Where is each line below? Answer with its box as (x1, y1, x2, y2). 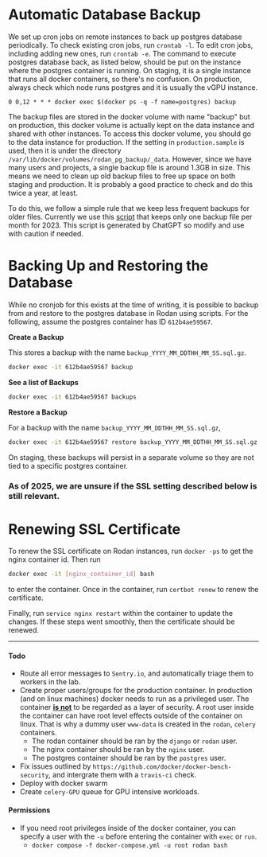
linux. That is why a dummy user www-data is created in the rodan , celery (19, 719, 256, 729)
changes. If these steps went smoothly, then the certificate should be (8, 617, 235, 626)
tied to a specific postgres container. (8, 461, 129, 470)
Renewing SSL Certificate (8, 520, 181, 538)
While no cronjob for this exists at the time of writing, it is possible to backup (8, 300, 259, 310)
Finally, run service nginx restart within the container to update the (8, 609, 233, 618)
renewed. (8, 625, 40, 635)
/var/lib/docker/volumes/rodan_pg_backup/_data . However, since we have (8, 154, 253, 164)
